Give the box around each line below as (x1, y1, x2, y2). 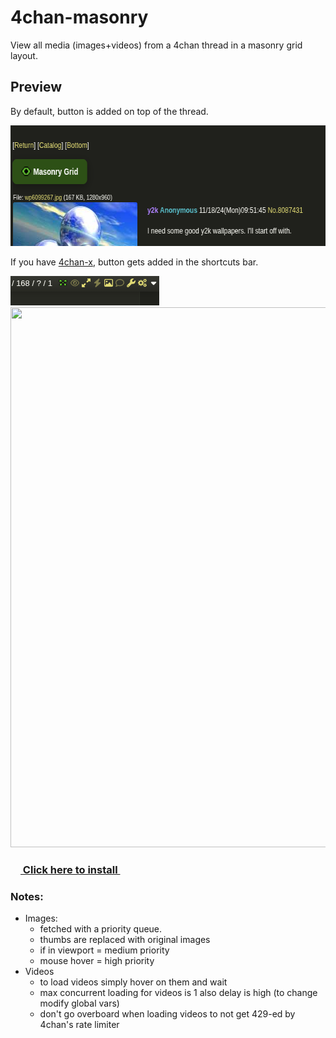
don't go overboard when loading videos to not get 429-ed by (39, 1007, 296, 1020)
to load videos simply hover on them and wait (39, 976, 228, 988)
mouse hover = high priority (39, 954, 155, 966)
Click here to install (22, 862, 118, 876)
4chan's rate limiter (39, 1018, 120, 1030)
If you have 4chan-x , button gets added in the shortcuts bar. (10, 256, 259, 268)
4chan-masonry (10, 6, 149, 29)
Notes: (10, 889, 44, 903)
